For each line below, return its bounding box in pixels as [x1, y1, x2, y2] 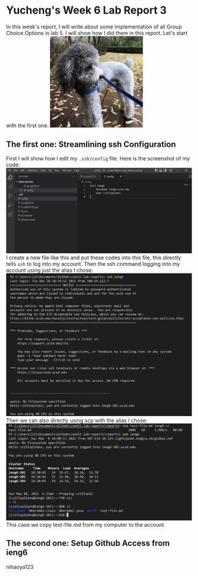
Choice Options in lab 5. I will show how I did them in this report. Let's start [6, 29, 188, 36]
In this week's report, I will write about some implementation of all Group [6, 23, 182, 30]
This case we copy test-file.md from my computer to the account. [6, 521, 166, 528]
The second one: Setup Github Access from [6, 538, 170, 548]
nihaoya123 [6, 563, 34, 570]
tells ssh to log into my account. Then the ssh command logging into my [6, 260, 180, 267]
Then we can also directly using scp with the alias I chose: [6, 417, 148, 424]
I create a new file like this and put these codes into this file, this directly [6, 254, 181, 261]
